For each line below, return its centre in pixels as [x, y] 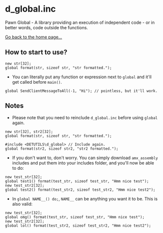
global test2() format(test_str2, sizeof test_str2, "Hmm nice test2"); [80, 190]
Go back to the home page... [34, 37]
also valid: [22, 204]
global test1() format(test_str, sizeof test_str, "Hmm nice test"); [77, 181]
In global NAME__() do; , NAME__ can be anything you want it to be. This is [85, 198]
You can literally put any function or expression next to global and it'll [82, 77]
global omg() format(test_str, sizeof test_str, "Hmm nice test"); [75, 217]
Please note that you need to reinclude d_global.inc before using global [85, 117]
